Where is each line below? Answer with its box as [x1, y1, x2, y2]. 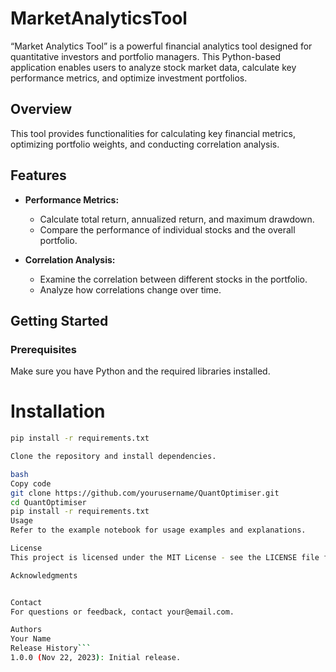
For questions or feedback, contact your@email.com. [10, 607, 235, 617]
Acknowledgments [10, 570, 78, 581]
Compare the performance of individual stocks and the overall [39, 223, 296, 236]
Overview [10, 101, 73, 118]
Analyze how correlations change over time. [39, 283, 222, 296]
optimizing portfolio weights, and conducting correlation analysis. [10, 138, 280, 150]
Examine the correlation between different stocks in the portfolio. [39, 273, 308, 285]
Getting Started [10, 312, 109, 329]
